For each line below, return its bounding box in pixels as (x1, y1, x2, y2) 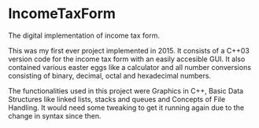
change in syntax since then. (8, 111, 102, 120)
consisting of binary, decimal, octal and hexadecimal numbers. (8, 71, 211, 80)
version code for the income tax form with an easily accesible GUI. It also (8, 54, 246, 64)
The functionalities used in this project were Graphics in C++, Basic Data (8, 86, 244, 95)
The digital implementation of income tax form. (8, 31, 160, 40)
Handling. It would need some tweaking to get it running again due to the (8, 103, 245, 112)
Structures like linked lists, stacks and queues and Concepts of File (8, 94, 226, 104)
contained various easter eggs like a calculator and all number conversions (8, 62, 252, 71)
